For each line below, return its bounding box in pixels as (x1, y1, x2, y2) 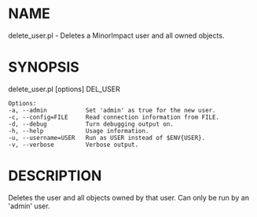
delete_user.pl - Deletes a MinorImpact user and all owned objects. (8, 31, 225, 40)
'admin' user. (8, 201, 50, 211)
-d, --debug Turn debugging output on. (8, 120, 174, 128)
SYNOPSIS (8, 58, 80, 76)
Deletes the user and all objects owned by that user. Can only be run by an (8, 193, 250, 202)
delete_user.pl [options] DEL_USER (8, 84, 120, 94)
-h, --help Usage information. (8, 127, 149, 134)
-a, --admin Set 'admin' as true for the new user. (8, 106, 216, 114)
